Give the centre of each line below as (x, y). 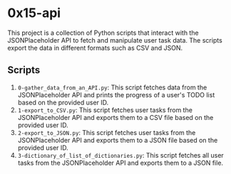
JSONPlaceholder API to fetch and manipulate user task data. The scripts (115, 40)
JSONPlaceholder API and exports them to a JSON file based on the (118, 140)
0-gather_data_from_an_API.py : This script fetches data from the (112, 87)
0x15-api (34, 13)
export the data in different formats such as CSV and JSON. (95, 48)
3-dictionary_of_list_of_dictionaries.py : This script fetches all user (121, 155)
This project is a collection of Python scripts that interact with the (103, 33)
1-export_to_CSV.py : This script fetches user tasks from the (105, 110)
